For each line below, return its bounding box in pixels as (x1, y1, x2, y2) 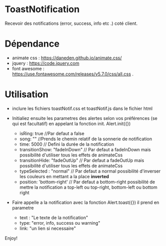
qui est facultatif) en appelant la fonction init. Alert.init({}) (12, 120, 131, 127)
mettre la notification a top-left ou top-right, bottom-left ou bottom (19, 184, 157, 190)
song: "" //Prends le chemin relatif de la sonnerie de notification (19, 136, 152, 142)
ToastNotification (5, 4, 80, 15)
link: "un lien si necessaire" (19, 225, 76, 231)
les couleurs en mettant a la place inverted (19, 173, 109, 179)
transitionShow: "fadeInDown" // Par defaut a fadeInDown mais (19, 146, 151, 152)
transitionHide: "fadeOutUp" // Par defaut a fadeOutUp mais (19, 157, 144, 163)
